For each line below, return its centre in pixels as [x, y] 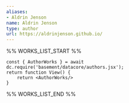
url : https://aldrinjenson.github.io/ [54, 34]
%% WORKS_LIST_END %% [41, 94]
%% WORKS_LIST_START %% [44, 51]
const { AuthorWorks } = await [45, 62]
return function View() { [38, 72]
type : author [22, 28]
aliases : [17, 12]
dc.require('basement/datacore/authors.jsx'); [65, 67]
